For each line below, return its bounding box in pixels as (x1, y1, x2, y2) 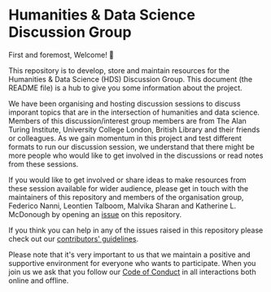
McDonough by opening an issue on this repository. (8, 209, 181, 219)
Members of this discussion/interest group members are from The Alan (8, 115, 247, 125)
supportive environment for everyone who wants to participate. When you (8, 258, 256, 268)
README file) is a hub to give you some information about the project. (8, 83, 243, 93)
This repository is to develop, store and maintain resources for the (8, 65, 230, 75)
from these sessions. (8, 159, 79, 168)
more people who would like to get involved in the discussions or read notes (8, 150, 264, 160)
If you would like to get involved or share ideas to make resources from (8, 175, 247, 185)
